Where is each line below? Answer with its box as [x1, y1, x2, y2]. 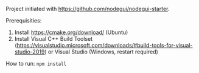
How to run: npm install [5, 60, 67, 67]
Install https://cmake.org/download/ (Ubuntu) [14, 29, 128, 36]
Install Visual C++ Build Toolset [14, 35, 93, 42]
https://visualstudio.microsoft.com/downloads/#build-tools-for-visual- [16, 42, 193, 49]
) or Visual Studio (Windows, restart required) [44, 48, 159, 55]
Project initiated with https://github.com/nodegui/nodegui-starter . [5, 5, 170, 12]
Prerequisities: [5, 17, 42, 24]
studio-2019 [14, 48, 45, 55]
